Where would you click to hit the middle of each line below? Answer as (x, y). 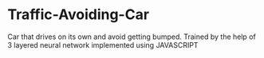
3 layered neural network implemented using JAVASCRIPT (103, 44)
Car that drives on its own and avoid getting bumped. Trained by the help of (132, 37)
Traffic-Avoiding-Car (78, 15)
